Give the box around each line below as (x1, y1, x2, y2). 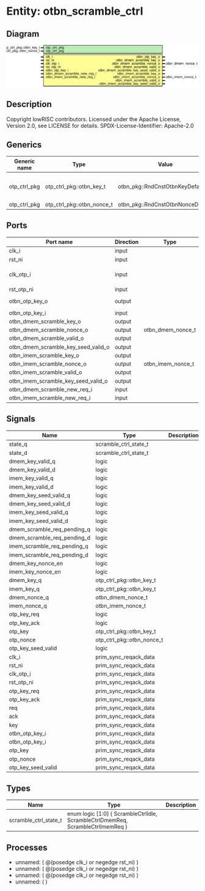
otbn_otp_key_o (9, 297, 48, 305)
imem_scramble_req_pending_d (9, 551, 88, 558)
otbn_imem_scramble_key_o (9, 352, 79, 359)
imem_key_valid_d (9, 483, 54, 490)
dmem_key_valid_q (9, 457, 56, 465)
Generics (6, 139, 42, 150)
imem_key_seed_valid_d (9, 517, 68, 524)
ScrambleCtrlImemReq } (67, 823, 128, 830)
